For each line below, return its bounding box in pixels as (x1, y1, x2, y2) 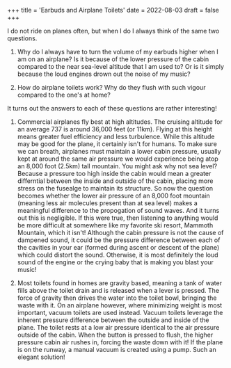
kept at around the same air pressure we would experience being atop (17, 154, 218, 163)
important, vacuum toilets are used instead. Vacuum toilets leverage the (17, 309, 223, 317)
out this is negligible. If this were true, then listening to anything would (17, 214, 218, 222)
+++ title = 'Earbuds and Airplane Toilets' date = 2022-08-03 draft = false (7, 6, 219, 14)
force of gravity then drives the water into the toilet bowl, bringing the (17, 294, 217, 302)
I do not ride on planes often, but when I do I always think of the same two (7, 27, 220, 35)
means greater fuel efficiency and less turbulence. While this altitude (17, 132, 215, 141)
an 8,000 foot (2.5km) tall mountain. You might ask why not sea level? (17, 162, 218, 170)
